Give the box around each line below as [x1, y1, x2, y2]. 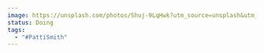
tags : [7, 26, 25, 34]
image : [7, 11, 29, 19]
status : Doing [7, 19, 54, 26]
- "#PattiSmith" [14, 33, 68, 41]
